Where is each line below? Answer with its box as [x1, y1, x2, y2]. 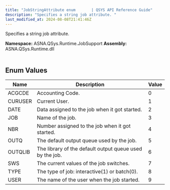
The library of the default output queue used [36, 145, 143, 153]
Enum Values [5, 66, 48, 74]
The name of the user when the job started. [36, 176, 140, 183]
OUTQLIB [8, 148, 30, 156]
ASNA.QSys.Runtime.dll [5, 46, 55, 52]
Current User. [36, 98, 69, 105]
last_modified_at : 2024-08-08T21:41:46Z [5, 17, 92, 22]
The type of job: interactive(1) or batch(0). [36, 168, 138, 175]
